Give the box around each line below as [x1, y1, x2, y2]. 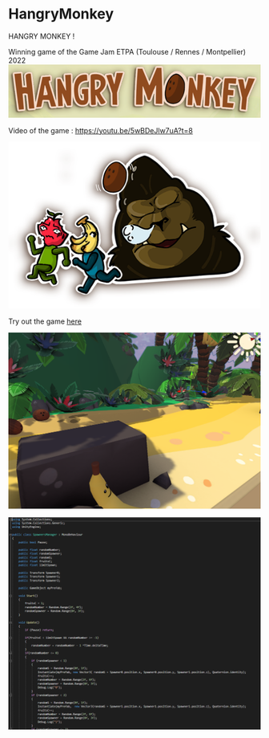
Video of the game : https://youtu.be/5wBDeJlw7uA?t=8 [8, 125, 194, 135]
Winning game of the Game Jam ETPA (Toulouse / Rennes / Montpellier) [8, 47, 247, 56]
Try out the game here [8, 316, 82, 326]
